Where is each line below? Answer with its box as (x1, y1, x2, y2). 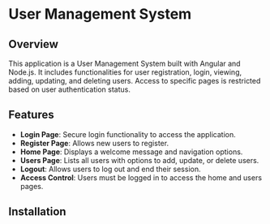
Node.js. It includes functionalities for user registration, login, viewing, (8, 67, 242, 77)
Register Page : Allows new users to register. (19, 138, 169, 148)
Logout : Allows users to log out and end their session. (19, 164, 201, 174)
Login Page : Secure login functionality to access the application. (19, 129, 237, 139)
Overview (8, 37, 59, 51)
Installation (8, 205, 66, 219)
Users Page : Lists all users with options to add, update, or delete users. (19, 155, 259, 165)
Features (8, 108, 54, 122)
